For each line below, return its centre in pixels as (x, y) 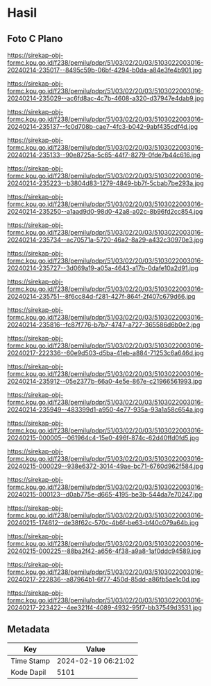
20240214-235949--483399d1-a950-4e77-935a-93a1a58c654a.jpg (105, 410)
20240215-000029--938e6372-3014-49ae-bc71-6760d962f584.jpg (105, 466)
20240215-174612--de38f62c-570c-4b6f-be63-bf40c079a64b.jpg (103, 523)
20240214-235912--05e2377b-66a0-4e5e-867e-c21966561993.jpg (105, 381)
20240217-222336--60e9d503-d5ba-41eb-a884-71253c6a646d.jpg (105, 353)
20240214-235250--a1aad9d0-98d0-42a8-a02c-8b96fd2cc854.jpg (105, 211)
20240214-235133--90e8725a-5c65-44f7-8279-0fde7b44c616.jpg (104, 155)
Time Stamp (31, 661)
